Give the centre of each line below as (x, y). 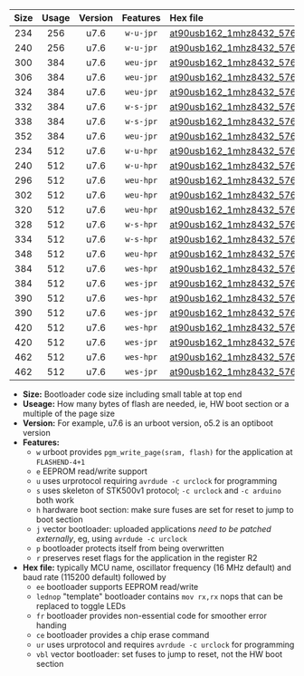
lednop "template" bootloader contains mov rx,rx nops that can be (159, 596)
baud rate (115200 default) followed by (94, 577)
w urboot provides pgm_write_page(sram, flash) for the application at (164, 452)
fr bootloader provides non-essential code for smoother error (151, 616)
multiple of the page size (69, 413)
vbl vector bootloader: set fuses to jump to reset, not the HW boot (159, 654)
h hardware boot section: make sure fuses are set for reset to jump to (165, 510)
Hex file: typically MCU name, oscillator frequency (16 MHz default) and (157, 567)
